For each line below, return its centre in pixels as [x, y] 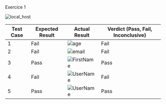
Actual [82, 29]
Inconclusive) [130, 35]
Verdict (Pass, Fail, [130, 29]
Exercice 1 [16, 7]
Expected [47, 29]
